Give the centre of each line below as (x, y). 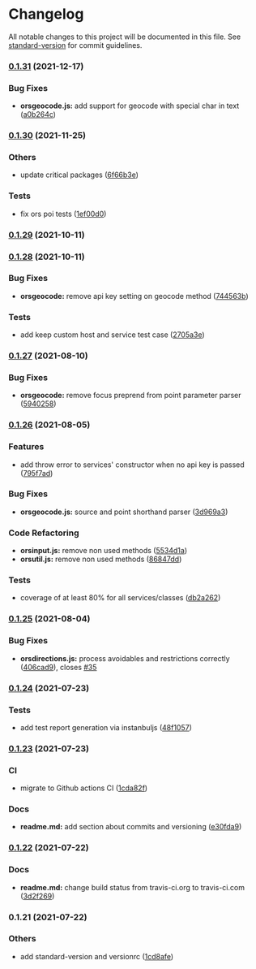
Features (26, 447)
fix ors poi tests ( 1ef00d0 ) (63, 214)
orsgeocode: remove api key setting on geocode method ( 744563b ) (134, 296)
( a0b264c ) (38, 115)
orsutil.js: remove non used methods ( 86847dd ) (101, 559)
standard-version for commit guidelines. (75, 45)
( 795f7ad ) (36, 473)
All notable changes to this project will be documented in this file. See (125, 37)
